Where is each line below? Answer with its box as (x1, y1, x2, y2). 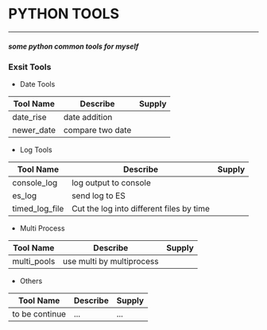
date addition (63, 112, 113, 123)
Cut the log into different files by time (71, 204, 211, 215)
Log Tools (19, 145, 53, 155)
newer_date (12, 125, 56, 136)
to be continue (12, 309, 66, 320)
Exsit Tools (8, 61, 52, 72)
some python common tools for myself (8, 41, 139, 51)
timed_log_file (12, 204, 64, 215)
